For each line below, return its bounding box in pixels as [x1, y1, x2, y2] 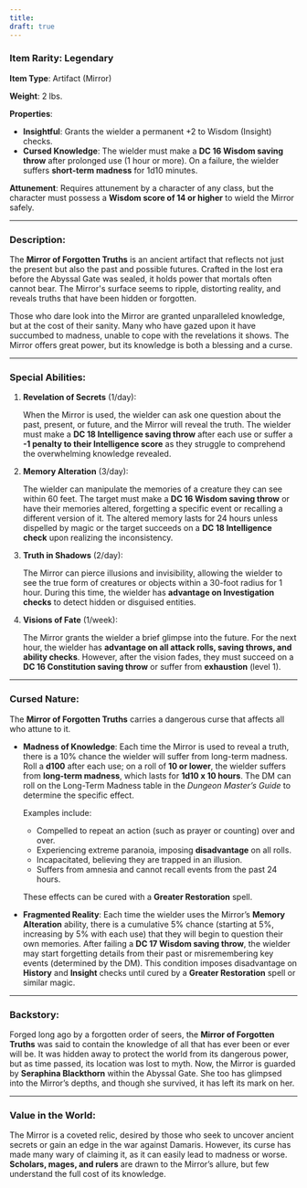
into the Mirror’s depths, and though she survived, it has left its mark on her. [9, 1077, 295, 1088]
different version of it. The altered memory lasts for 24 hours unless [22, 513, 279, 524]
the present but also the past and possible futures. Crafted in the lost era [9, 264, 283, 275]
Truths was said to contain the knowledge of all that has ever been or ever [9, 1038, 291, 1049]
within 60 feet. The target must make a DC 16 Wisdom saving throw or [22, 493, 291, 504]
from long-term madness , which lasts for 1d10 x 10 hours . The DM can [22, 769, 291, 781]
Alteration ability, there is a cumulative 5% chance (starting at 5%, [22, 918, 274, 929]
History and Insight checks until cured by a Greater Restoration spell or [22, 967, 296, 978]
